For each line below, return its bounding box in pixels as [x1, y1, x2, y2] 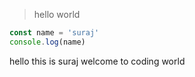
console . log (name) [9, 37, 86, 47]
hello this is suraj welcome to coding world [9, 55, 186, 67]
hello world [33, 9, 81, 20]
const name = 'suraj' [9, 28, 100, 38]
